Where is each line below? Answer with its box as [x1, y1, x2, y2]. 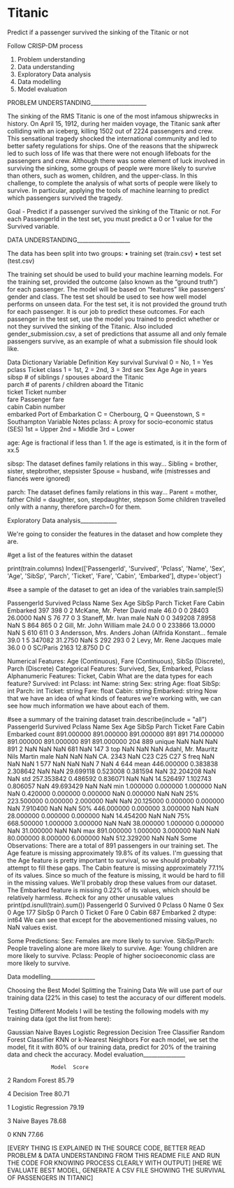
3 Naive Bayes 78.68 [7, 1117, 67, 1125]
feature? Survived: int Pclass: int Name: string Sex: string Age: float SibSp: [7, 679, 221, 687]
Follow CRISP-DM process [7, 41, 83, 50]
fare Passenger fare [7, 395, 64, 403]
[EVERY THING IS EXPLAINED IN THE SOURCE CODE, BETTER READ [7, 1143, 206, 1152]
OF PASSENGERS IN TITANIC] [7, 1173, 94, 1182]
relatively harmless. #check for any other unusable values [7, 893, 174, 901]
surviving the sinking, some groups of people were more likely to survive [7, 164, 217, 172]
